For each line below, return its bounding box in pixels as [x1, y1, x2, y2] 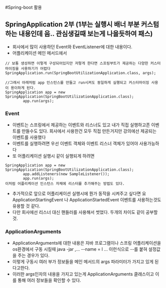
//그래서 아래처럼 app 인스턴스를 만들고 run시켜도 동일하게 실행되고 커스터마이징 [5, 80, 150, 85]
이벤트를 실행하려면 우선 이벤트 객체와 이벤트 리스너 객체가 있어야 [12, 141, 138, 147]
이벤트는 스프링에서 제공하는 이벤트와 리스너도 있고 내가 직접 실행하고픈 [12, 122, 150, 128]
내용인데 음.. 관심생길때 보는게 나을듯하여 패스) [18, 29, 153, 38]
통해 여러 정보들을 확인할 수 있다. [17, 278, 81, 284]
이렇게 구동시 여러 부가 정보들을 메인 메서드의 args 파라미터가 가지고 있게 [12, 259, 154, 265]
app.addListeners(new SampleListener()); [23, 172, 110, 177]
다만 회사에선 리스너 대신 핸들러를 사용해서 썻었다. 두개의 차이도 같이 [12, 209, 145, 215]
